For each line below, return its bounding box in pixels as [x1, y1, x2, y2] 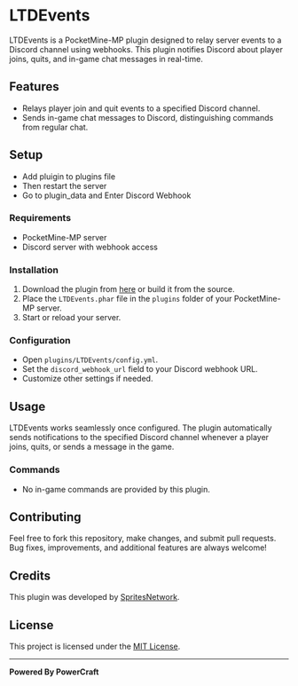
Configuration [9, 335, 71, 347]
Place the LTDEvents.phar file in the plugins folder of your [21, 294, 232, 304]
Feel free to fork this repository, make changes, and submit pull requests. [9, 533, 277, 544]
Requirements [9, 212, 72, 225]
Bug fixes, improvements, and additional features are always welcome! [9, 542, 268, 553]
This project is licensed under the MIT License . [9, 641, 181, 651]
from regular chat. [21, 122, 89, 132]
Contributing [9, 509, 82, 524]
